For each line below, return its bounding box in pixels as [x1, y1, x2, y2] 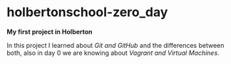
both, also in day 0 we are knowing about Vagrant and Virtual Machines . [6, 49, 220, 57]
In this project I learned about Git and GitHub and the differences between [6, 41, 225, 49]
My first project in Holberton [6, 27, 93, 36]
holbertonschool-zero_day [6, 4, 168, 20]
